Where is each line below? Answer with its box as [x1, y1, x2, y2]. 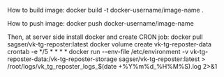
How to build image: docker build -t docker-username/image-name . [7, 6, 204, 14]
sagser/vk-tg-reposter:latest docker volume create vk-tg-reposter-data [7, 40, 211, 48]
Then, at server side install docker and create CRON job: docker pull [7, 33, 204, 41]
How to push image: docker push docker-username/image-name [7, 19, 194, 27]
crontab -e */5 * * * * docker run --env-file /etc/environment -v [7, 48, 189, 55]
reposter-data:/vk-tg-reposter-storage [7, 55, 117, 63]
